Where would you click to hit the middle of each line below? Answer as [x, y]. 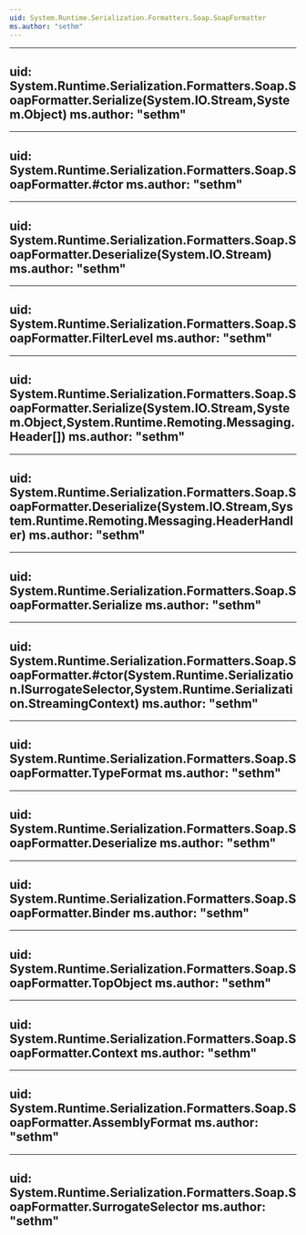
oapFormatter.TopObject [81, 983]
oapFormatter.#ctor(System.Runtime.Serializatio [152, 675]
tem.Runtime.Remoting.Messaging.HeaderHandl [152, 521]
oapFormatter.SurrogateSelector [104, 1207]
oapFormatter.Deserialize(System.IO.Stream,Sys [151, 506]
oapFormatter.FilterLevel [82, 338]
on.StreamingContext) [74, 704]
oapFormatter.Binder [70, 913]
